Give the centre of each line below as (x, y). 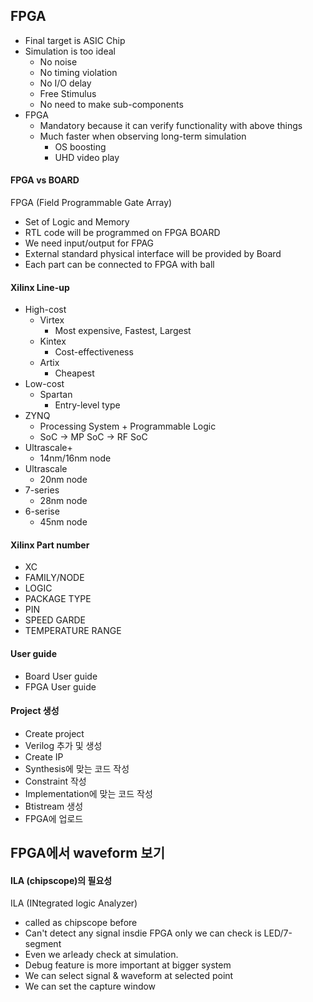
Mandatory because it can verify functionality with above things (171, 125)
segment (43, 944)
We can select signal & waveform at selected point (129, 976)
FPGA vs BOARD (45, 180)
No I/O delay (65, 83)
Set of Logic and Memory (77, 222)
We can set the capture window (90, 986)
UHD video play (87, 157)
